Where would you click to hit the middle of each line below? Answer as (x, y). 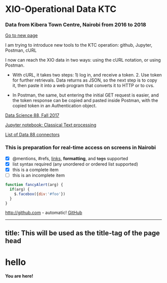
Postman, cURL (21, 50)
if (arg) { (20, 189)
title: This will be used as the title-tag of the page (83, 233)
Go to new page (22, 35)
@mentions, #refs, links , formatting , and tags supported (70, 158)
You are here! (19, 276)
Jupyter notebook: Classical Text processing (51, 125)
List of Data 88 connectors (32, 135)
